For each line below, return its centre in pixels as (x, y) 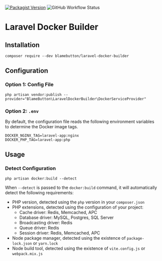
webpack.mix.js (27, 254)
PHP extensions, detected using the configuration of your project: (78, 207)
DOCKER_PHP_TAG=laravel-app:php (38, 140)
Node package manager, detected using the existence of (69, 238)
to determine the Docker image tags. (42, 126)
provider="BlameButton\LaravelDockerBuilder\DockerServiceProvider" (76, 99)
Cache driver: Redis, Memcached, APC (58, 212)
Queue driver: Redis (39, 228)
